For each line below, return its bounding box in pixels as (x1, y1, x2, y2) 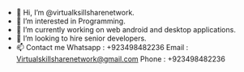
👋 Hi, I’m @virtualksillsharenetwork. (15, 8, 135, 17)
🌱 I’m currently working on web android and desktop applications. (15, 25, 237, 34)
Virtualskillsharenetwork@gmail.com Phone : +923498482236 (15, 54, 225, 64)
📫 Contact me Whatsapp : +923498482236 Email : (15, 43, 189, 52)
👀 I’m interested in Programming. (15, 16, 126, 26)
